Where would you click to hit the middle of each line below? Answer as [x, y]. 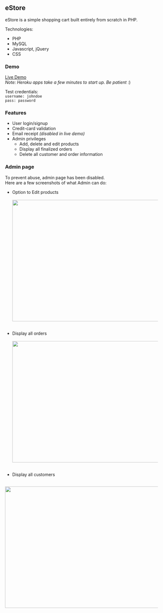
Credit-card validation [34, 129]
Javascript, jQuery [31, 49]
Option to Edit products [35, 192]
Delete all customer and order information [61, 154]
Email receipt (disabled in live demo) [48, 134]
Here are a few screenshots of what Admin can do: [56, 183]
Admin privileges [29, 139]
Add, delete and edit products [49, 144]
